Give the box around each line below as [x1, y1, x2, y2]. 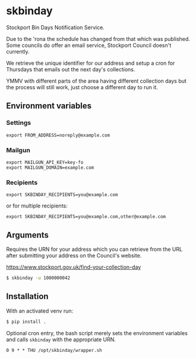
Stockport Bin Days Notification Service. [6, 24, 105, 31]
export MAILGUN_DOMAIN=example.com [6, 165, 94, 171]
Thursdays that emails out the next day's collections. [6, 65, 135, 73]
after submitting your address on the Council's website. [6, 252, 142, 259]
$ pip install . [6, 319, 46, 325]
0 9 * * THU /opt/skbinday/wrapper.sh [6, 347, 102, 353]
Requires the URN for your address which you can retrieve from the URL [6, 245, 183, 253]
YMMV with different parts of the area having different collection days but [6, 77, 187, 84]
